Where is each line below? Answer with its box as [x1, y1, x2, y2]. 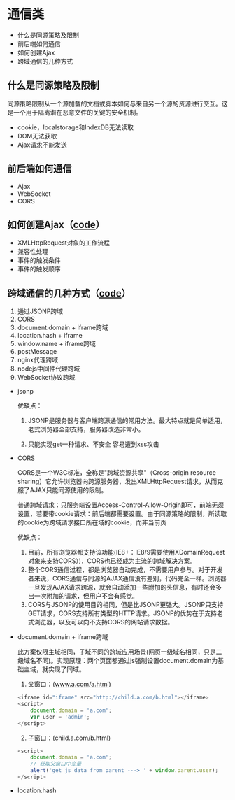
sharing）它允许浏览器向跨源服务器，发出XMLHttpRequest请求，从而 [17, 477, 218, 486]
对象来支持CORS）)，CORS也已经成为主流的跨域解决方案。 [27, 557, 197, 565]
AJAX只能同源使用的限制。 [29, 486, 108, 494]
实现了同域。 [48, 665, 85, 673]
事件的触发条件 [17, 256, 61, 264]
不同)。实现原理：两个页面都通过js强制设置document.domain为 [36, 657, 218, 665]
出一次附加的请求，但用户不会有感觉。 [27, 592, 138, 600]
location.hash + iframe [17, 331, 83, 340]
